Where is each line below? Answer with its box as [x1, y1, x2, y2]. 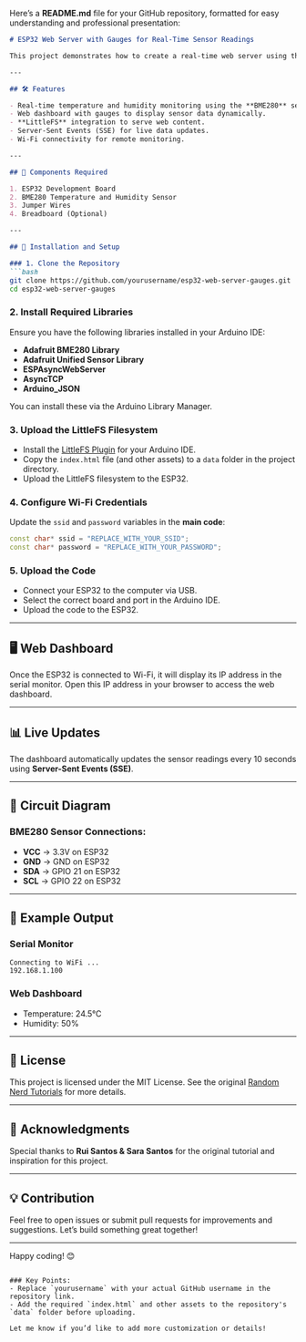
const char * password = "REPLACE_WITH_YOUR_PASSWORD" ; [9, 542, 222, 552]
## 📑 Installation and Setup [9, 243, 120, 252]
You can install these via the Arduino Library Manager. [9, 400, 212, 411]
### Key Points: [9, 1276, 71, 1285]
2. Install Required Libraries [9, 305, 134, 318]
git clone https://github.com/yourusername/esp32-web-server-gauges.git [9, 275, 291, 285]
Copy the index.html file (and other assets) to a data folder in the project [22, 453, 296, 464]
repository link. [9, 1292, 76, 1302]
